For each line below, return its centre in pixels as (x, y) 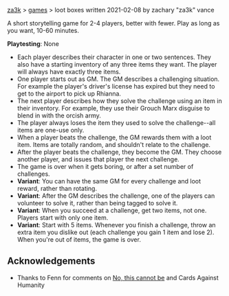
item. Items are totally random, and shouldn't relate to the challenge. (114, 145)
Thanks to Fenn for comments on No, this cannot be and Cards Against (118, 277)
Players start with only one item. (63, 218)
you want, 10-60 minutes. (43, 31)
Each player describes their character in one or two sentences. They (114, 57)
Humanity (31, 285)
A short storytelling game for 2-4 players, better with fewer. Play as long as (113, 23)
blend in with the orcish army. (59, 115)
